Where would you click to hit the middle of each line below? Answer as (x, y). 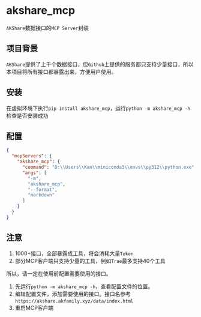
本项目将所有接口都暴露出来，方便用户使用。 (61, 71)
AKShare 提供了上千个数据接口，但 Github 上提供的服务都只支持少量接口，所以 (100, 64)
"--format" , (43, 190)
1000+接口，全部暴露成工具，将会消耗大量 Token (74, 253)
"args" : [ (34, 173)
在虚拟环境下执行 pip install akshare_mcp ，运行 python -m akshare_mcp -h (98, 108)
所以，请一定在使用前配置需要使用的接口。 (59, 273)
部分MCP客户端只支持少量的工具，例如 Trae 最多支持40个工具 (90, 261)
